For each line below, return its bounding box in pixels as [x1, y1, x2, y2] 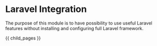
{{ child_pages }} [5, 35, 41, 41]
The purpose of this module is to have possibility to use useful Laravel [5, 20, 152, 26]
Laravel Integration [5, 3, 87, 15]
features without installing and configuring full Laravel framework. [5, 25, 144, 31]
